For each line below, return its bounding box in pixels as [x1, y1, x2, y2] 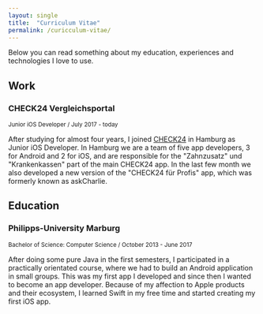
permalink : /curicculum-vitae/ [8, 26, 111, 34]
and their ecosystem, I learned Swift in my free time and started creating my [8, 288, 256, 297]
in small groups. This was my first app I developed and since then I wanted [8, 271, 251, 281]
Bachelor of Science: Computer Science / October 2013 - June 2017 [8, 241, 193, 249]
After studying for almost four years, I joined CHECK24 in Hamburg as [8, 135, 235, 144]
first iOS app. [8, 297, 51, 306]
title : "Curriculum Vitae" [8, 19, 101, 27]
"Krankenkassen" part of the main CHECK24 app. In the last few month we [8, 159, 251, 170]
